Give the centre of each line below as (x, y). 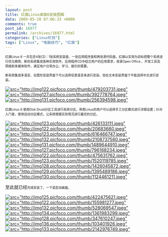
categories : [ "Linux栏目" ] (33, 38)
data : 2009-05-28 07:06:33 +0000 (40, 19)
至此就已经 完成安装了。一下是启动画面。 (38, 187)
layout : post (19, 10)
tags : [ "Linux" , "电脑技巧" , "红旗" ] (42, 43)
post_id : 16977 (21, 29)
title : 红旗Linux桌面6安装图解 (35, 15)
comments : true (21, 24)
